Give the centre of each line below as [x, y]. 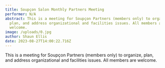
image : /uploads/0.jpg [28, 32]
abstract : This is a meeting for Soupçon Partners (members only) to [78, 18]
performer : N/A [21, 14]
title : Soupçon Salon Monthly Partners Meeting [55, 9]
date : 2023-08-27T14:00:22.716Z [38, 41]
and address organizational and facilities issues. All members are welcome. [81, 60]
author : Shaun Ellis [26, 37]
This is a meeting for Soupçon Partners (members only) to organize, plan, [79, 55]
